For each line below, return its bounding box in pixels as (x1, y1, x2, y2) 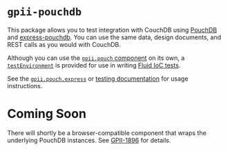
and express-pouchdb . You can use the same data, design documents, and (7, 33, 222, 41)
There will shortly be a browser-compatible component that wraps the (7, 128, 207, 137)
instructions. (7, 81, 43, 90)
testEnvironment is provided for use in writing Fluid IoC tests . (7, 61, 181, 69)
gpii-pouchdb (7, 6, 82, 19)
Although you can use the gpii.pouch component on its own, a (7, 54, 185, 62)
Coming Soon (7, 106, 86, 122)
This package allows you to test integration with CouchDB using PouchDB (7, 26, 218, 34)
